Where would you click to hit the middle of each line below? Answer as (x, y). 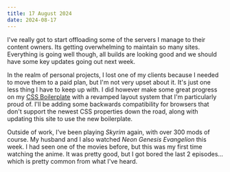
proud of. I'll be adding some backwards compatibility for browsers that (108, 104)
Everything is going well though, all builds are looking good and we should (112, 54)
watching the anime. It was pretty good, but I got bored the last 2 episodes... (115, 154)
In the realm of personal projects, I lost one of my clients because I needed (113, 75)
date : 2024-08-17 (32, 20)
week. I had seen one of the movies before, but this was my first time (105, 147)
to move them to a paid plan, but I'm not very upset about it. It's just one (109, 82)
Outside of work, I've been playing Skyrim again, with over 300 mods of (109, 132)
